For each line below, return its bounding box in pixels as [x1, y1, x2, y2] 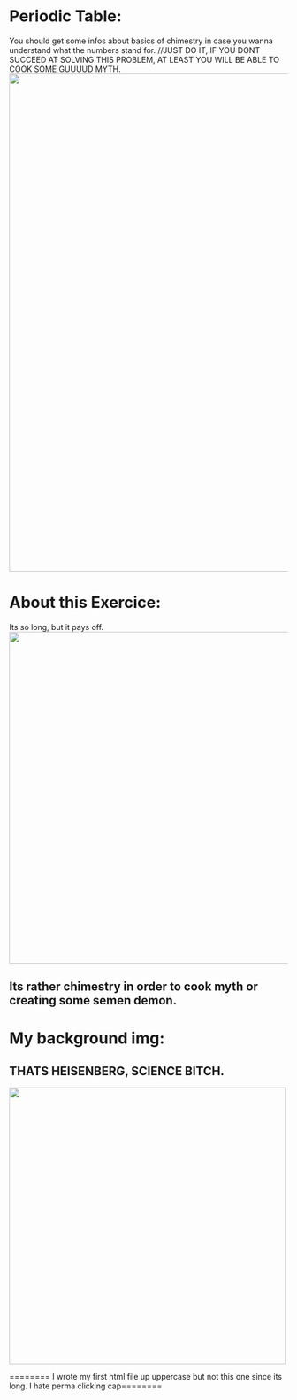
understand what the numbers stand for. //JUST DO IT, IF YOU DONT [9, 44, 261, 55]
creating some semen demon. [9, 993, 178, 1008]
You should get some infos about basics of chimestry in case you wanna [9, 35, 274, 46]
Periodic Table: [9, 6, 122, 27]
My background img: [9, 1028, 165, 1049]
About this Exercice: [9, 593, 162, 612]
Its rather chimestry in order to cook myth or [9, 980, 259, 995]
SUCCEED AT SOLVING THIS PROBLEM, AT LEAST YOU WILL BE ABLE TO [9, 54, 280, 65]
